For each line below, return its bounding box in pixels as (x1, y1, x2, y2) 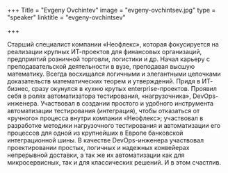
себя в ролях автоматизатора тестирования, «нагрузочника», (7, 92, 191, 100)
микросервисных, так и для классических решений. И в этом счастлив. (7, 158, 221, 166)
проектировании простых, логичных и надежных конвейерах (7, 144, 190, 151)
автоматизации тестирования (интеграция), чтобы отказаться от (7, 107, 200, 115)
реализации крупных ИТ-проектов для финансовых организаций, (7, 48, 202, 56)
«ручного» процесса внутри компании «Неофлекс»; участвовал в (7, 114, 204, 122)
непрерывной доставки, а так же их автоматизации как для (7, 151, 185, 159)
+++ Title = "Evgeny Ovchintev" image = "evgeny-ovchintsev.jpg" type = (7, 6, 216, 14)
